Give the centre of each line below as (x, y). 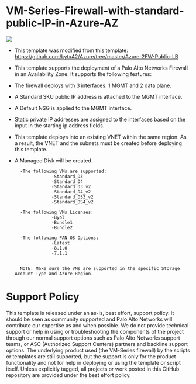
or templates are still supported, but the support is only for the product (91, 356)
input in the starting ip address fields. (59, 125)
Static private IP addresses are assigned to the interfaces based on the (100, 119)
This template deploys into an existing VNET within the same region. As (100, 137)
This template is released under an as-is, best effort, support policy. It (90, 313)
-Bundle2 (62, 227)
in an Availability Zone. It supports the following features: (83, 74)
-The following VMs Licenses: (57, 212)
